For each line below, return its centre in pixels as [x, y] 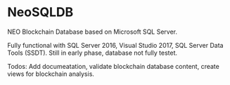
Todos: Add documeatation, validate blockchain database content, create [113, 66]
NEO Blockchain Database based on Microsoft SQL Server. [92, 32]
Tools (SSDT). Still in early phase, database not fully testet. [92, 53]
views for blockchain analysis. [51, 74]
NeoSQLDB [40, 12]
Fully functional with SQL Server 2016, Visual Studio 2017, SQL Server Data [115, 45]
